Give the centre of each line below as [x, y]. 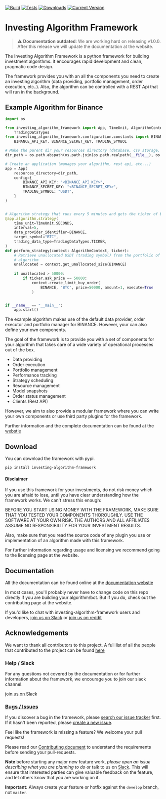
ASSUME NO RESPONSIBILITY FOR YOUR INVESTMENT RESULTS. [73, 526]
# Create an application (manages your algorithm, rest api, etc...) [78, 164]
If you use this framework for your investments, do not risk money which [79, 490]
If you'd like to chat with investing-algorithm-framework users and [72, 612]
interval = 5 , [26, 228]
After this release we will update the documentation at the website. [85, 46]
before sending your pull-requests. [41, 752]
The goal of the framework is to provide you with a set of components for [80, 339]
